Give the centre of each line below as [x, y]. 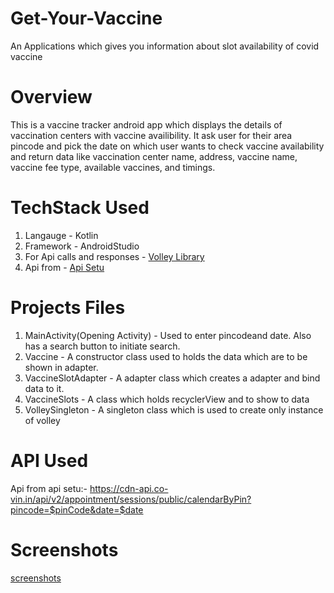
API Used [49, 460]
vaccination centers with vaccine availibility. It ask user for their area [151, 135]
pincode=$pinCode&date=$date [77, 509]
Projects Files [68, 308]
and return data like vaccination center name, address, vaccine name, [154, 156]
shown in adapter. [61, 367]
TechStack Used [80, 208]
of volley [42, 420]
